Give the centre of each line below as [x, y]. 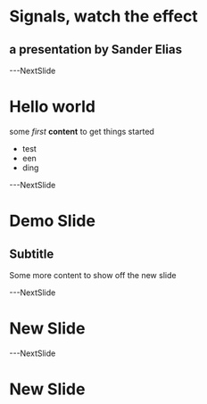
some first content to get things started [82, 131]
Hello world [53, 107]
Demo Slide [53, 221]
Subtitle [32, 254]
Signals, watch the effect [103, 16]
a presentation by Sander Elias [96, 49]
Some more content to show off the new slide [93, 275]
